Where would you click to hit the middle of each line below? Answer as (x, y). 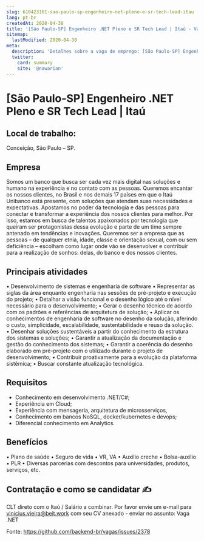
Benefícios (27, 442)
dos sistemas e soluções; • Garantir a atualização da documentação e (94, 338)
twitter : (23, 57)
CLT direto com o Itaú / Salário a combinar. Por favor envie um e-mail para (99, 507)
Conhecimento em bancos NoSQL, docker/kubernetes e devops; (96, 417)
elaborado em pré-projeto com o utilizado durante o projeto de (84, 351)
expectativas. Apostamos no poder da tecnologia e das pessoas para (93, 207)
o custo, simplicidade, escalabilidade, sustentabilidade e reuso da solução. (100, 325)
